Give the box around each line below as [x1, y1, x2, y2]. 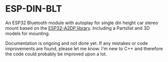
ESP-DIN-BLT [5, 3, 62, 15]
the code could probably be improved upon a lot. [5, 51, 107, 57]
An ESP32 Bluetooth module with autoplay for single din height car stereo [5, 20, 158, 26]
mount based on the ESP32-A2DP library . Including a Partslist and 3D [5, 25, 150, 31]
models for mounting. [5, 30, 50, 36]
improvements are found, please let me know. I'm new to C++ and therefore [5, 45, 163, 51]
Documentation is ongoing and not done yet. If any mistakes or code [5, 40, 148, 46]
